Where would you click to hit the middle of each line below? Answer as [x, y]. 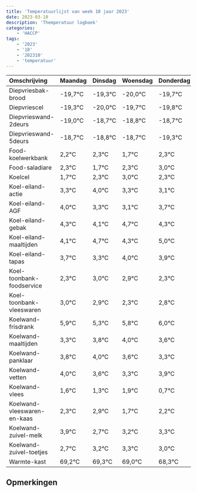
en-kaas [21, 418]
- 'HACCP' [29, 33]
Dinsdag [104, 80]
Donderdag [174, 80]
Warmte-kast [28, 461]
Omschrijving [28, 80]
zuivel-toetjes [28, 452]
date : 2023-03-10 [27, 17]
